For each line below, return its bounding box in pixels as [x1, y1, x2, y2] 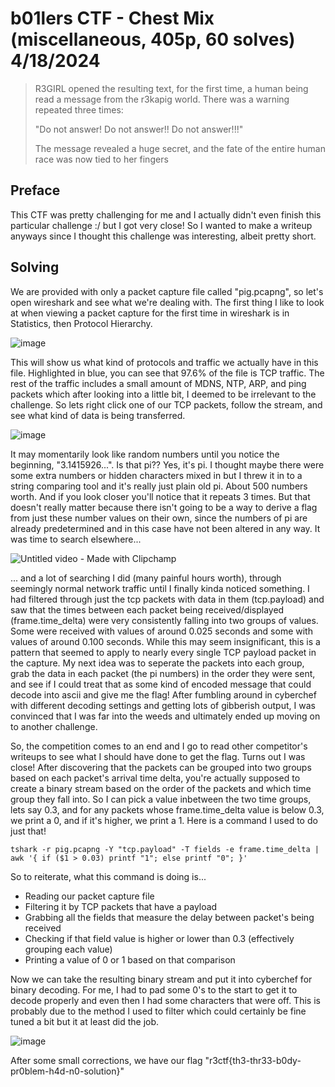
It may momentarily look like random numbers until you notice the [10, 448, 280, 460]
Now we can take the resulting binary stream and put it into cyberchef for [10, 973, 313, 985]
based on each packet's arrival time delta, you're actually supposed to [10, 772, 301, 784]
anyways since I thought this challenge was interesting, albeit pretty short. [10, 230, 317, 242]
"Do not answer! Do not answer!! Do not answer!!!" [34, 123, 244, 135]
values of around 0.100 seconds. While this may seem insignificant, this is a [10, 635, 321, 647]
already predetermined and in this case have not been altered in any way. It [10, 522, 321, 534]
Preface [10, 182, 61, 199]
